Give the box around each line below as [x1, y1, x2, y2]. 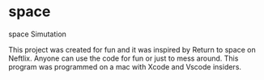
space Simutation [8, 29, 67, 39]
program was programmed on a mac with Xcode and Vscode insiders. [8, 61, 241, 71]
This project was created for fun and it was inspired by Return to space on [8, 44, 257, 54]
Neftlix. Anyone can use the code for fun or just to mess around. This [8, 53, 239, 63]
